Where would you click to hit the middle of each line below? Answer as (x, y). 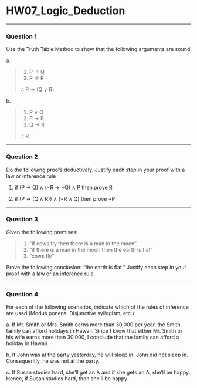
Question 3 (22, 220)
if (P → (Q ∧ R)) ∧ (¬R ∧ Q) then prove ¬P (65, 198)
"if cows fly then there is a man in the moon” (83, 243)
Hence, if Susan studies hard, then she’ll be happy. (67, 379)
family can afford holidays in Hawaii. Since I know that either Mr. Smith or (94, 331)
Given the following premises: (42, 232)
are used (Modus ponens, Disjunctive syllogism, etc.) (70, 313)
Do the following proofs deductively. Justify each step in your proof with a (96, 170)
